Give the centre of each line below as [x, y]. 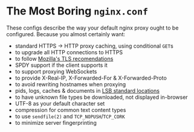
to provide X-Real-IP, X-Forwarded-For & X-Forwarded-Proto [91, 78]
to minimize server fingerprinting [56, 122]
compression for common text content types [70, 110]
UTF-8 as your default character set [60, 103]
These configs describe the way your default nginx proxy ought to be [92, 28]
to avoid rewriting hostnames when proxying [70, 84]
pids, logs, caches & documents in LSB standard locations [87, 90]
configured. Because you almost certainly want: [66, 34]
